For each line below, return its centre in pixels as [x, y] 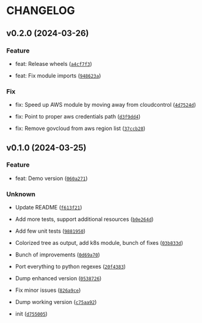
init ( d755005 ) [31, 314]
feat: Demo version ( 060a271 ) [51, 178]
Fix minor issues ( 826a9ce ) [48, 290]
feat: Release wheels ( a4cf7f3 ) [54, 64]
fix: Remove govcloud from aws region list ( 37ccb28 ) [80, 128]
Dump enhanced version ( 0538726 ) [58, 278]
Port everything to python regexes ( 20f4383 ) [70, 267]
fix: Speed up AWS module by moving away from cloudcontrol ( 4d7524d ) [106, 105]
